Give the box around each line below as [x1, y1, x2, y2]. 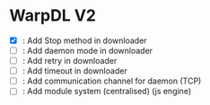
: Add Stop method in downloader [22, 35, 147, 46]
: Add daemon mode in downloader [22, 46, 153, 56]
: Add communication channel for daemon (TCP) [22, 75, 202, 86]
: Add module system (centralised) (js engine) [22, 86, 192, 97]
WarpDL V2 [9, 5, 97, 26]
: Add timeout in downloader [22, 66, 127, 76]
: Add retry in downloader [22, 56, 118, 66]
